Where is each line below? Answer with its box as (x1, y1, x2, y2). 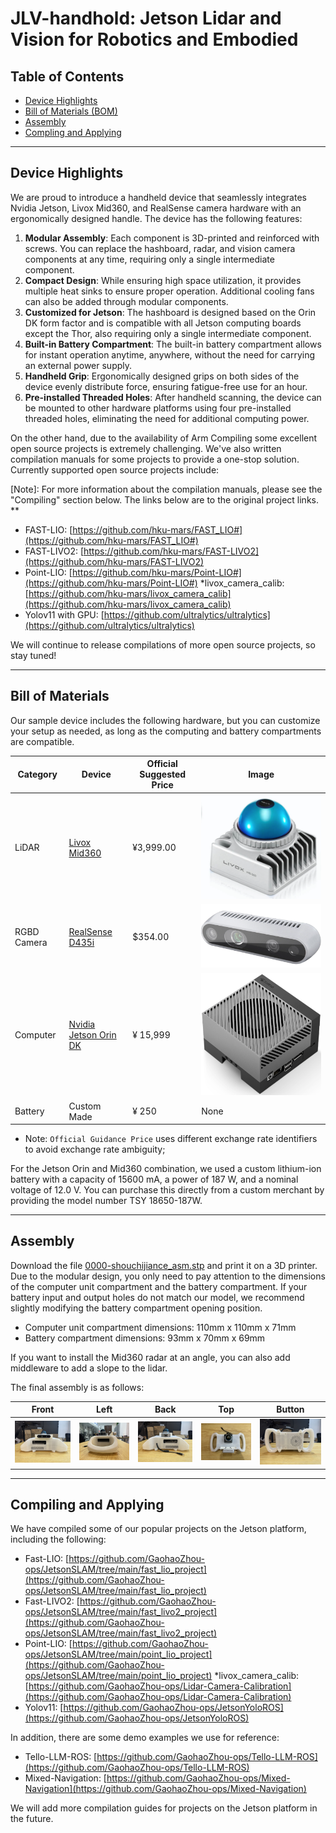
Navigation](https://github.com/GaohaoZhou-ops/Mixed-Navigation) (24, 1783, 307, 1795)
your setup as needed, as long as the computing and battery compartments (10, 725, 322, 737)
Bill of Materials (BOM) (24, 105, 118, 117)
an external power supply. (24, 359, 133, 371)
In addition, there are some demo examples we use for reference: (10, 1732, 280, 1744)
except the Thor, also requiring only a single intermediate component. (24, 327, 312, 339)
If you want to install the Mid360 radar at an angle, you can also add (10, 1351, 291, 1363)
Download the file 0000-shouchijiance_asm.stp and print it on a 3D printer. (10, 1259, 318, 1271)
